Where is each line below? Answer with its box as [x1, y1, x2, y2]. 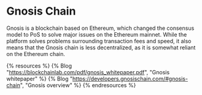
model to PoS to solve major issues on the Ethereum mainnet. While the [6, 30, 187, 38]
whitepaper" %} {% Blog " [6, 75, 73, 82]
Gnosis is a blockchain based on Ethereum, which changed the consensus [6, 24, 195, 32]
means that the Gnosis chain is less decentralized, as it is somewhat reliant [6, 44, 196, 51]
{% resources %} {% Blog [6, 62, 72, 69]
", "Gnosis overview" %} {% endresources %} [20, 81, 136, 89]
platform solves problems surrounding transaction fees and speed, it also [6, 37, 192, 44]
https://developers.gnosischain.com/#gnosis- [72, 75, 188, 82]
